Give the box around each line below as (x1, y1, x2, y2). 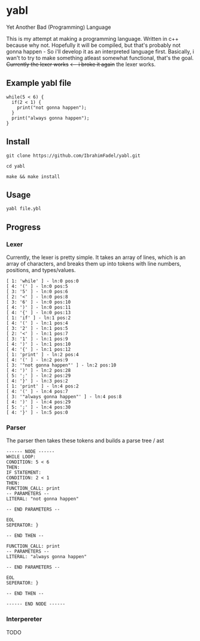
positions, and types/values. (6, 267, 76, 274)
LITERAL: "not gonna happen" (6, 496, 79, 502)
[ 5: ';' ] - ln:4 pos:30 (6, 404, 71, 410)
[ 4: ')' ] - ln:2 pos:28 (6, 368, 71, 374)
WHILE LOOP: (6, 454, 36, 460)
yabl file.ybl (6, 205, 42, 212)
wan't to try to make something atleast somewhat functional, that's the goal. (6, 54, 194, 61)
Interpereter (6, 615, 43, 624)
